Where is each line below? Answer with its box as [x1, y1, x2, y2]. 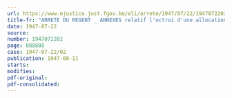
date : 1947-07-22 [7, 23, 57, 30]
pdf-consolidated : [7, 81, 60, 88]
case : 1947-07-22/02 [7, 49, 67, 56]
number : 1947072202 [7, 36, 64, 43]
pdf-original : [7, 74, 48, 81]
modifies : [7, 68, 36, 75]
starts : [7, 61, 30, 68]
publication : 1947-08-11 [7, 55, 79, 62]
